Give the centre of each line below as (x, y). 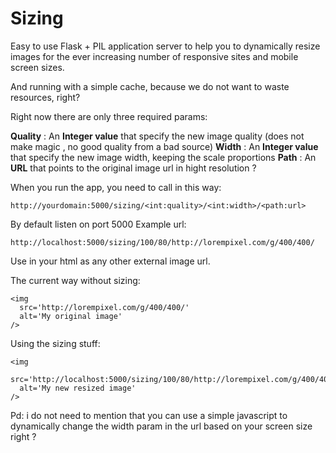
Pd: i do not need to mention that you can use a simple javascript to (149, 415)
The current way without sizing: (75, 280)
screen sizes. (37, 67)
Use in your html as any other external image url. (110, 261)
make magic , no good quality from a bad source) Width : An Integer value (164, 146)
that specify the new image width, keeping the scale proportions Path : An (163, 157)
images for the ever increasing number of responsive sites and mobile (154, 56)
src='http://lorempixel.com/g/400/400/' (104, 307)
